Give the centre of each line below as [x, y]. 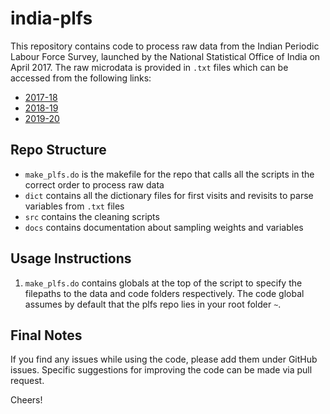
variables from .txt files [74, 206]
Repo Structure [58, 150]
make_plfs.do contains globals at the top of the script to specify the [163, 283]
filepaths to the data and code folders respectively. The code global [164, 293]
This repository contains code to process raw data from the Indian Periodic [165, 46]
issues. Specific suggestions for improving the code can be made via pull [161, 370]
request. [27, 381]
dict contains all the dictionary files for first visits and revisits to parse [169, 195]
